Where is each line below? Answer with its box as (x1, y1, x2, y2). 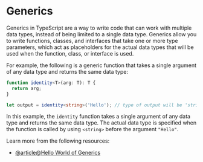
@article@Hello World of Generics (14, 149, 101, 157)
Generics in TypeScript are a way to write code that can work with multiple (6, 24, 192, 31)
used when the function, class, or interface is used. (6, 50, 134, 57)
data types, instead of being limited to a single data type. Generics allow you (6, 30, 197, 37)
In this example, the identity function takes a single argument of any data (6, 113, 191, 120)
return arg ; (11, 85, 42, 91)
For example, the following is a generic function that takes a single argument (6, 62, 197, 69)
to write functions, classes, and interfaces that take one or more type (6, 37, 178, 44)
